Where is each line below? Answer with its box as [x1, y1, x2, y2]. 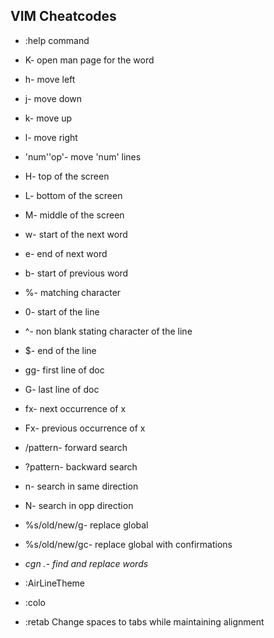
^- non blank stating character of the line [24, 325, 193, 337]
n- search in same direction [24, 480, 139, 492]
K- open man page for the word [24, 54, 155, 66]
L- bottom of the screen [24, 189, 123, 201]
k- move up [24, 112, 73, 124]
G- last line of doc [24, 383, 100, 395]
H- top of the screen [24, 170, 110, 182]
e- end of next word [24, 247, 108, 259]
